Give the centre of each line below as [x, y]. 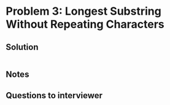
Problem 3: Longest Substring [84, 11]
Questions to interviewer [54, 95]
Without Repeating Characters [85, 24]
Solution [22, 47]
